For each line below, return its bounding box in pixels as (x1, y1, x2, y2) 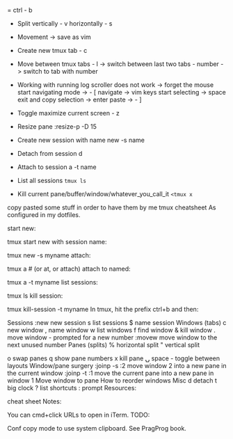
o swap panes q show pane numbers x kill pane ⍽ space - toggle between (7, 354, 220, 362)
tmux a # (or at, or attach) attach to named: (7, 264, 131, 273)
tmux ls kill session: (7, 292, 63, 300)
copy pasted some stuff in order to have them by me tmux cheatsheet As (7, 203, 216, 211)
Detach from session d (17, 150, 83, 157)
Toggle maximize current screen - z (17, 109, 120, 117)
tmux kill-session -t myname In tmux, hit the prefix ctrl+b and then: (7, 305, 199, 313)
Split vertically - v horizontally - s (17, 19, 113, 27)
